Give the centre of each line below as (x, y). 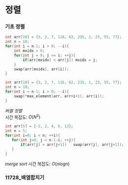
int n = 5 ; (16, 131)
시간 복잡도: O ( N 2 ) (23, 117)
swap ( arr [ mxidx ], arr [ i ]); (41, 69)
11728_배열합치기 (25, 178)
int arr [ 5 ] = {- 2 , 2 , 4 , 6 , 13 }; (39, 126)
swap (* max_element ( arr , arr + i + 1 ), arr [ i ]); (59, 96)
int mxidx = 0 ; (29, 51)
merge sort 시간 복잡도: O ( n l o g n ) (37, 164)
